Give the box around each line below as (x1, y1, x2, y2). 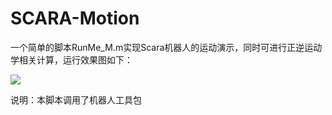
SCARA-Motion (10, 7, 140, 30)
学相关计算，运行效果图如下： (10, 53, 133, 66)
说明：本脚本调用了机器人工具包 (10, 93, 142, 106)
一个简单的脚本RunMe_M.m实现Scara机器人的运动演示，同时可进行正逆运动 (10, 41, 323, 53)
